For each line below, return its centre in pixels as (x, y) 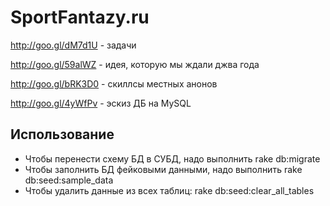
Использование (62, 134)
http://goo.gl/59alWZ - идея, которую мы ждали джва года (135, 64)
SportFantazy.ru (80, 17)
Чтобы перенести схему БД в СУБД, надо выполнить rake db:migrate (172, 158)
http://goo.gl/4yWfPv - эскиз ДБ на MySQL (101, 103)
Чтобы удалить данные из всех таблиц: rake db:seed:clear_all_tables (169, 190)
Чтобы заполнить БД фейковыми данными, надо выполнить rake (163, 169)
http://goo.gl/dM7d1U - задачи (73, 45)
